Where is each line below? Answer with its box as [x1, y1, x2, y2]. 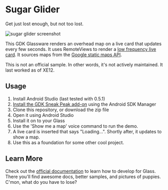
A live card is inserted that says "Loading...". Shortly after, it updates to [12, 128, 162, 134]
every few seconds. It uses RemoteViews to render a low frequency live [5, 46, 156, 52]
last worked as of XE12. [5, 67, 55, 73]
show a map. [12, 134, 40, 140]
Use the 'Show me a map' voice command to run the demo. [12, 123, 138, 129]
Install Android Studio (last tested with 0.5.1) [12, 95, 106, 101]
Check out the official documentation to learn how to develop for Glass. [5, 168, 156, 174]
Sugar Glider [5, 4, 60, 15]
